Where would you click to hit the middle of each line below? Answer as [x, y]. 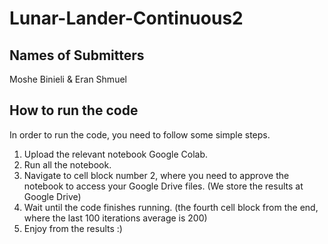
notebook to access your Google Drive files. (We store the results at [163, 186]
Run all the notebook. [67, 164]
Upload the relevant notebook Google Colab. [116, 154]
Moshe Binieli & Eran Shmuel [68, 79]
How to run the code [74, 110]
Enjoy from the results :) [73, 228]
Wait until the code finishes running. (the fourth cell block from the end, [171, 207]
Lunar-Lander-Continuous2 [126, 18]
